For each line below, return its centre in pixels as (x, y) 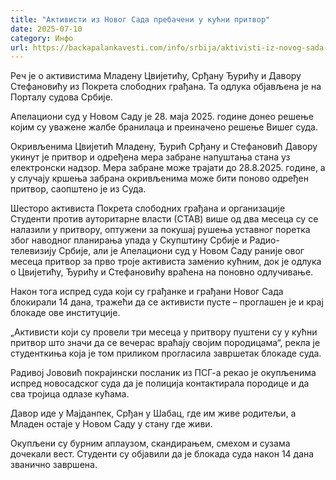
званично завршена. (54, 465)
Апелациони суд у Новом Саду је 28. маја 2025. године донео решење (162, 117)
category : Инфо (42, 38)
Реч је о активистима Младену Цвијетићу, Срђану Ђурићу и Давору (156, 76)
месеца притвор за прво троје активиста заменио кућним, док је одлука (166, 262)
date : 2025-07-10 (46, 29)
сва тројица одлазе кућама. (70, 394)
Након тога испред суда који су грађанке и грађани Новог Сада (147, 292)
